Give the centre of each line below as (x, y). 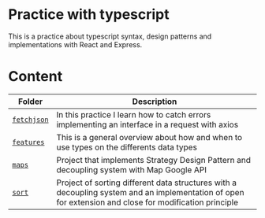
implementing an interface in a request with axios (147, 124)
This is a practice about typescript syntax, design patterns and (110, 36)
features (28, 142)
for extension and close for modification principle (147, 202)
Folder (31, 102)
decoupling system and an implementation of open (150, 192)
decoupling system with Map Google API (132, 169)
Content (35, 77)
